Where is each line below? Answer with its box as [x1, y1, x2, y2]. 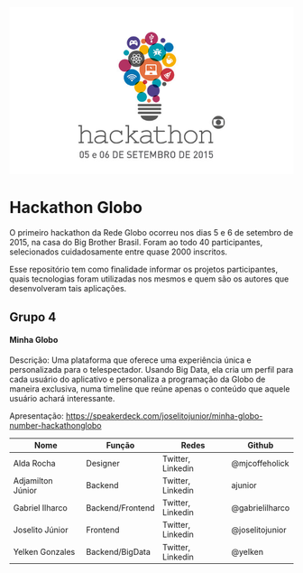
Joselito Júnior [13, 524, 69, 535]
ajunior [231, 480, 257, 491]
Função [106, 440, 135, 451]
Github [247, 440, 274, 451]
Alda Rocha [13, 458, 56, 469]
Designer [86, 458, 120, 469]
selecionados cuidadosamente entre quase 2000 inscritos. [9, 246, 228, 257]
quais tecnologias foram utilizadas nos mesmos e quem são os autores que [9, 273, 289, 284]
